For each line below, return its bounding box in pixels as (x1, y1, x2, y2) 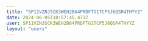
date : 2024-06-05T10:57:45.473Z (6, 14, 88, 20)
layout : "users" (6, 25, 48, 32)
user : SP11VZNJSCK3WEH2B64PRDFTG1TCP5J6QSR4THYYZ (6, 20, 135, 26)
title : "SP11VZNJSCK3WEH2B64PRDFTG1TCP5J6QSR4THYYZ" (6, 8, 143, 15)
